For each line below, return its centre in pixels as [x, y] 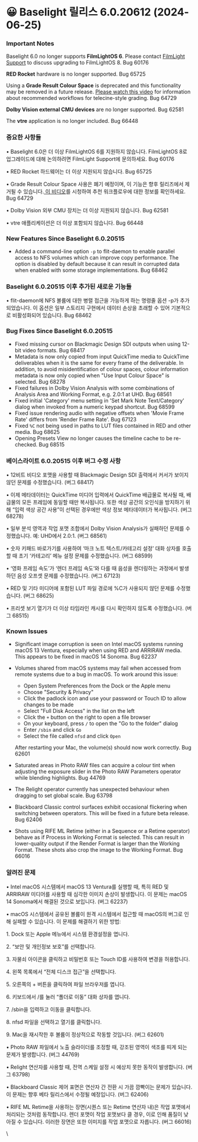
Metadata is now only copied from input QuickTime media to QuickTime [102, 356]
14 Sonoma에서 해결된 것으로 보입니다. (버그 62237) [67, 901]
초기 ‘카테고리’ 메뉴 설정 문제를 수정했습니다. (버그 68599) [86, 556]
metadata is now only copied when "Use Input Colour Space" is [92, 375]
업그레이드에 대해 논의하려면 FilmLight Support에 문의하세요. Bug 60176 [90, 159]
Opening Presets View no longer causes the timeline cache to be [93, 438]
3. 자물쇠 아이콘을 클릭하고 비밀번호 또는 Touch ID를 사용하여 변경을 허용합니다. [98, 959]
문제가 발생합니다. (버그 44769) [43, 1054]
